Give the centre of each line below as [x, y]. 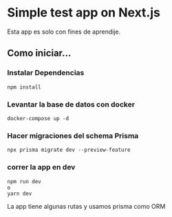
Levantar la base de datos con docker [71, 104]
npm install [24, 87]
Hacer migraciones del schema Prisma [73, 135]
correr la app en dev [41, 168]
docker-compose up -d [38, 118]
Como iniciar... [39, 53]
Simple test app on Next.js [84, 13]
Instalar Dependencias [46, 73]
